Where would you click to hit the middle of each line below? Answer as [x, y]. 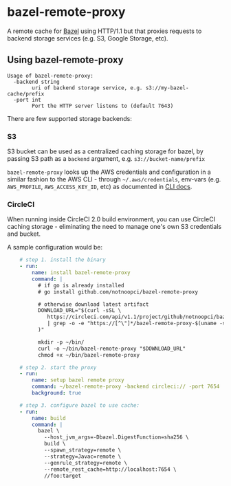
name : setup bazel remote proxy [78, 380]
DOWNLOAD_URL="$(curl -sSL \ [79, 311]
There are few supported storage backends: [69, 118]
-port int [27, 100]
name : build [49, 418]
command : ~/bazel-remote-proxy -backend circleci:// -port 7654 [126, 387]
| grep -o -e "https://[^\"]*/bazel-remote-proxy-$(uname [132, 324]
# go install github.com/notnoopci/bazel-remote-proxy [118, 292]
